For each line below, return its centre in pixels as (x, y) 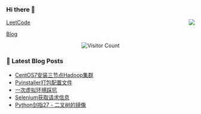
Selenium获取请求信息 (42, 97)
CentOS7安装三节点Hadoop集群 (54, 75)
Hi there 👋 (21, 10)
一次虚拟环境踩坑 (36, 90)
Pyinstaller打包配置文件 (44, 82)
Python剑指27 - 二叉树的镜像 (51, 104)
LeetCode (19, 23)
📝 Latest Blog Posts (35, 61)
